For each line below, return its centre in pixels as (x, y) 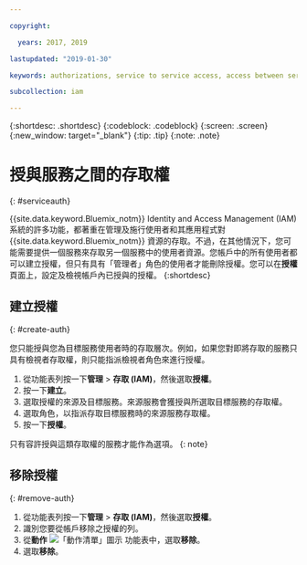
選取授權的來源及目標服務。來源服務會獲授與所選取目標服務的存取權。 (155, 402)
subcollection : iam (47, 92)
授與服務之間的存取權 (90, 175)
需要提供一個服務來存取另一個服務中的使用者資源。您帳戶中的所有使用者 (153, 253)
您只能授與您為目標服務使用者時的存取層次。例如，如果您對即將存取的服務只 (153, 348)
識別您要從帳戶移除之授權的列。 (83, 528)
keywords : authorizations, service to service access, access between (147, 75)
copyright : (30, 26)
